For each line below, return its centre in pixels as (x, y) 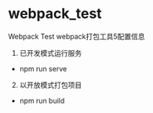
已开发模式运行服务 (51, 53)
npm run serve (43, 68)
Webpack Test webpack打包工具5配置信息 (76, 36)
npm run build (42, 100)
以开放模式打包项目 (51, 85)
